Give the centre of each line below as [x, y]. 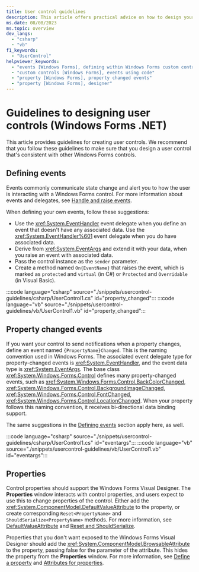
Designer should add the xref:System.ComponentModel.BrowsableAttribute [98, 544]
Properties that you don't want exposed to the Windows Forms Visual [91, 538]
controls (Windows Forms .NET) [86, 126]
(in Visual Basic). [35, 280]
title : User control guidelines [46, 12]
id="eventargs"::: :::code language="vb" [143, 442]
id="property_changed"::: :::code [134, 298]
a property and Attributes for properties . [55, 563]
